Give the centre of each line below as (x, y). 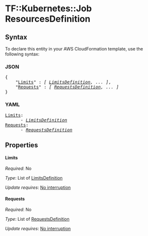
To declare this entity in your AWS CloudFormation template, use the (74, 49)
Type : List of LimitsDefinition (34, 178)
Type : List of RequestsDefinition (37, 219)
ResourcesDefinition (48, 19)
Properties (22, 145)
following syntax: (22, 54)
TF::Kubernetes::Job (49, 9)
